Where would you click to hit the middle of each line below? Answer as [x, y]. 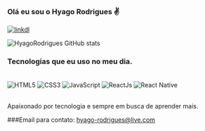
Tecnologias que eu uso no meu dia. [70, 61]
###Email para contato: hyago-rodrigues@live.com [81, 120]
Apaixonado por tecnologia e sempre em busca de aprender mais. [103, 106]
